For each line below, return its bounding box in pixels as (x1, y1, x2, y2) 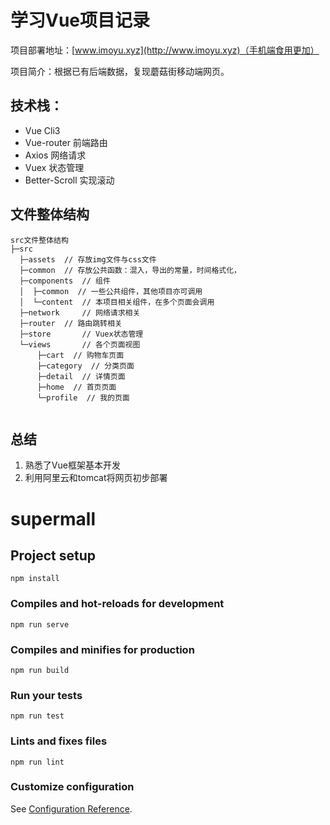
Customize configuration (10, 780, 135, 794)
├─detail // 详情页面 (36, 371, 126, 381)
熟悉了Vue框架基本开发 (24, 459, 121, 471)
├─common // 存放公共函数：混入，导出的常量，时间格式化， (19, 265, 242, 275)
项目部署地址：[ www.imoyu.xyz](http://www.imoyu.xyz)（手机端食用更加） (10, 44, 320, 56)
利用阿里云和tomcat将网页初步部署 (24, 472, 168, 484)
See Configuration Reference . (10, 802, 133, 815)
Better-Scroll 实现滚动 (24, 174, 115, 186)
